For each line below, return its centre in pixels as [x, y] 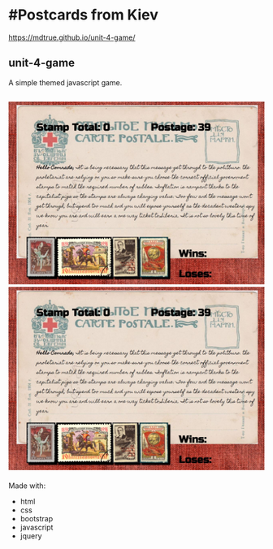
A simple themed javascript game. [65, 82]
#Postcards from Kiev [83, 15]
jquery [31, 536]
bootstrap [37, 519]
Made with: [27, 486]
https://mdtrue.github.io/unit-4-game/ [72, 37]
